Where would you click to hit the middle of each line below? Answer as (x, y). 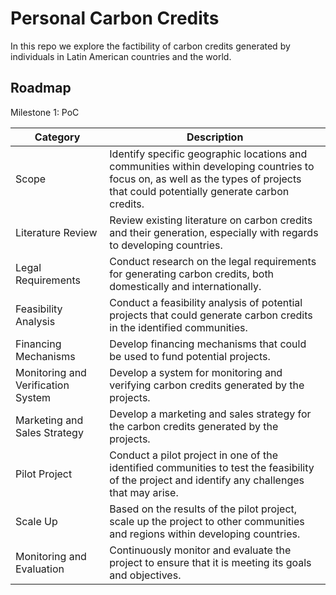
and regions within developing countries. (205, 534)
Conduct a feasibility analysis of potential (206, 302)
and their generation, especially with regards (214, 232)
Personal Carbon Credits (115, 18)
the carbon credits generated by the (194, 426)
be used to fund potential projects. (190, 356)
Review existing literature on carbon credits (211, 220)
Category (57, 137)
